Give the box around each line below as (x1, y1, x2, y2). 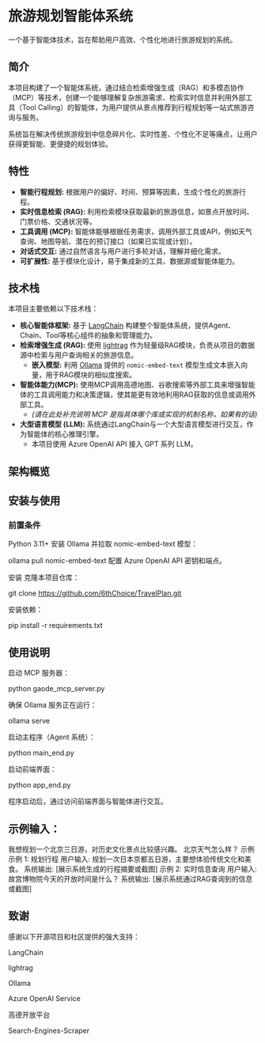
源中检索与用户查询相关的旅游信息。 (19, 350, 138, 360)
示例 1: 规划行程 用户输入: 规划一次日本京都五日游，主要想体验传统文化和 (8, 855, 245, 864)
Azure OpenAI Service (8, 993, 81, 1003)
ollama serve (8, 716, 50, 726)
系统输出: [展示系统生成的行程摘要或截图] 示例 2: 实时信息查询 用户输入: (23, 864, 257, 874)
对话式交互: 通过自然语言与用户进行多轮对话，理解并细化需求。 (19, 246, 225, 255)
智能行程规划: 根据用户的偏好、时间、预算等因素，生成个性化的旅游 (19, 187, 240, 196)
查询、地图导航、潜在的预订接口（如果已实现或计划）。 (19, 236, 197, 246)
